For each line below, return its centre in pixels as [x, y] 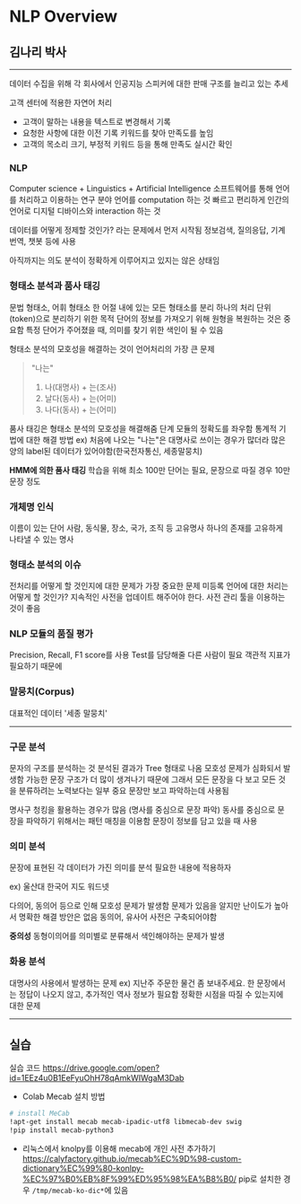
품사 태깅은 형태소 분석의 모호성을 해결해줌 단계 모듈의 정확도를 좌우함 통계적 [143, 428]
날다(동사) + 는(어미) [81, 398]
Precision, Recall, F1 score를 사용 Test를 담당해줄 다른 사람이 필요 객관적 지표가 [150, 655]
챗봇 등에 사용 [52, 242]
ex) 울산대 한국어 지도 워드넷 [60, 887]
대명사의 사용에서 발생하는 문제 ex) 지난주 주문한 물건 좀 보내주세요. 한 [132, 983]
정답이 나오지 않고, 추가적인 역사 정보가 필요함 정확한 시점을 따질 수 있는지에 [151, 994]
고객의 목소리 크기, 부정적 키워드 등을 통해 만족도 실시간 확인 [127, 144]
